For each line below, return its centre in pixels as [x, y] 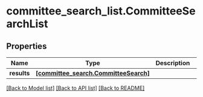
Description [173, 63]
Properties [27, 46]
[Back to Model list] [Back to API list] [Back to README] [76, 88]
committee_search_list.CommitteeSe [101, 11]
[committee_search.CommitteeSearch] [92, 73]
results [20, 73]
